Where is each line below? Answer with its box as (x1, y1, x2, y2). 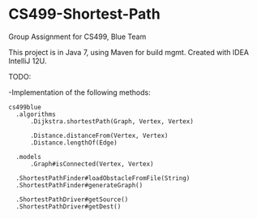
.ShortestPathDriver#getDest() (15, 202, 122, 211)
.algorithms (15, 110, 57, 118)
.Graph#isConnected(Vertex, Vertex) (29, 160, 154, 168)
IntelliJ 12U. (8, 56, 47, 66)
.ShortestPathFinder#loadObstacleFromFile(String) (15, 174, 191, 182)
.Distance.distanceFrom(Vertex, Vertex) (29, 131, 169, 140)
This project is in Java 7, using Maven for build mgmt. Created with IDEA (8, 47, 250, 57)
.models (15, 152, 42, 161)
